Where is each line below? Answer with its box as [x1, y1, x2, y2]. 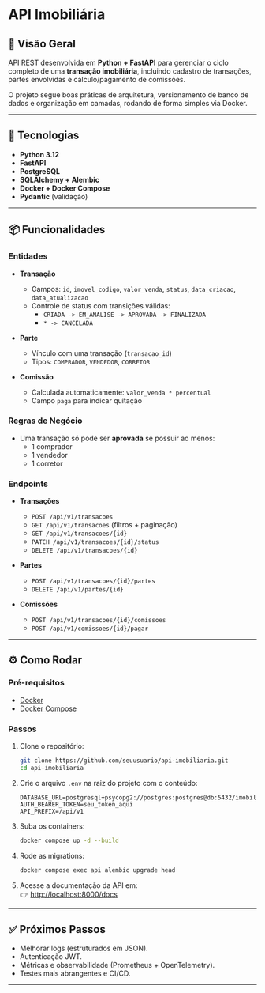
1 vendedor [31, 450, 69, 459]
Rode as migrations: [19, 851, 85, 860]
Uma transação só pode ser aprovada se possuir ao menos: [19, 433, 215, 443]
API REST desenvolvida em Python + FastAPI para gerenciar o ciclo [8, 58, 229, 67]
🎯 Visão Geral [8, 37, 77, 51]
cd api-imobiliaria [19, 764, 84, 772]
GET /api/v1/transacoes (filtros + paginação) [31, 520, 177, 530]
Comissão [19, 372, 54, 381]
